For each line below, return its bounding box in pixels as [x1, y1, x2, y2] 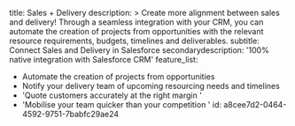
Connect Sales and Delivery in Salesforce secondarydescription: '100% [9, 45, 270, 56]
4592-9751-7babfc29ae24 [21, 109, 120, 119]
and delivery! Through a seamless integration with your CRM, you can [9, 17, 264, 27]
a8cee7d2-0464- [222, 100, 287, 109]
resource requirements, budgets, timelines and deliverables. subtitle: [9, 35, 260, 46]
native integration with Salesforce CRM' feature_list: [9, 55, 198, 64]
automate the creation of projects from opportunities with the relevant [9, 26, 264, 36]
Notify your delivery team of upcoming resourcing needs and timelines [21, 81, 281, 91]
